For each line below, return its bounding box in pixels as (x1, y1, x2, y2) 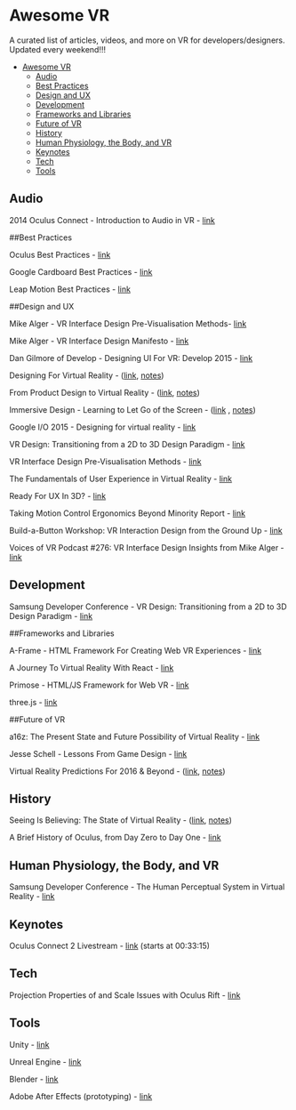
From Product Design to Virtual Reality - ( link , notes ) (9, 387, 200, 398)
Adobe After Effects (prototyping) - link (9, 1090, 153, 1101)
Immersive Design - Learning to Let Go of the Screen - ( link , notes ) (9, 404, 256, 414)
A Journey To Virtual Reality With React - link (9, 662, 174, 672)
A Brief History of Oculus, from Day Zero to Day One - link (9, 832, 221, 843)
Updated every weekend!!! (9, 44, 107, 54)
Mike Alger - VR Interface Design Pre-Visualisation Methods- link (9, 318, 247, 329)
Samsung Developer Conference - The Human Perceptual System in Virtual (9, 881, 285, 892)
